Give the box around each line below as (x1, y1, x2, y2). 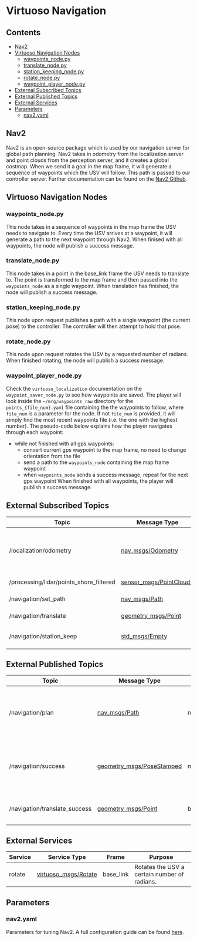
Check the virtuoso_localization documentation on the (6, 385, 142, 392)
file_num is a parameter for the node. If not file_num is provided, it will (6, 409, 176, 417)
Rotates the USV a (134, 863, 185, 871)
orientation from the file (23, 452, 81, 459)
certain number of (134, 870, 184, 878)
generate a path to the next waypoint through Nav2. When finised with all (6, 236, 183, 243)
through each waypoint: (6, 428, 63, 435)
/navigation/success (9, 762, 65, 770)
